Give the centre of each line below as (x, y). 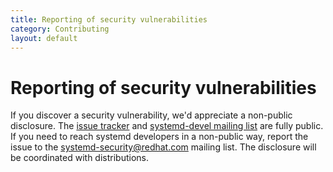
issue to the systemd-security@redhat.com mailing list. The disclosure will (163, 147)
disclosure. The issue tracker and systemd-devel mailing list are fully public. (167, 126)
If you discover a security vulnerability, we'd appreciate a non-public (151, 115)
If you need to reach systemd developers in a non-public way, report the (159, 137)
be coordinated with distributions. (79, 158)
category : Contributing (60, 29)
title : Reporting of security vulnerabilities (109, 19)
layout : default (44, 38)
